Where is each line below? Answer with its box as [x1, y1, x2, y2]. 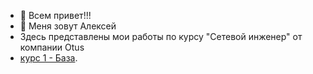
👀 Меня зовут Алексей [19, 20, 117, 32]
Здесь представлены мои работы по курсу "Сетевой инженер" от [19, 31, 303, 42]
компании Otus [19, 41, 85, 53]
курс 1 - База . [19, 52, 78, 64]
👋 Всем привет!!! [19, 10, 92, 21]
